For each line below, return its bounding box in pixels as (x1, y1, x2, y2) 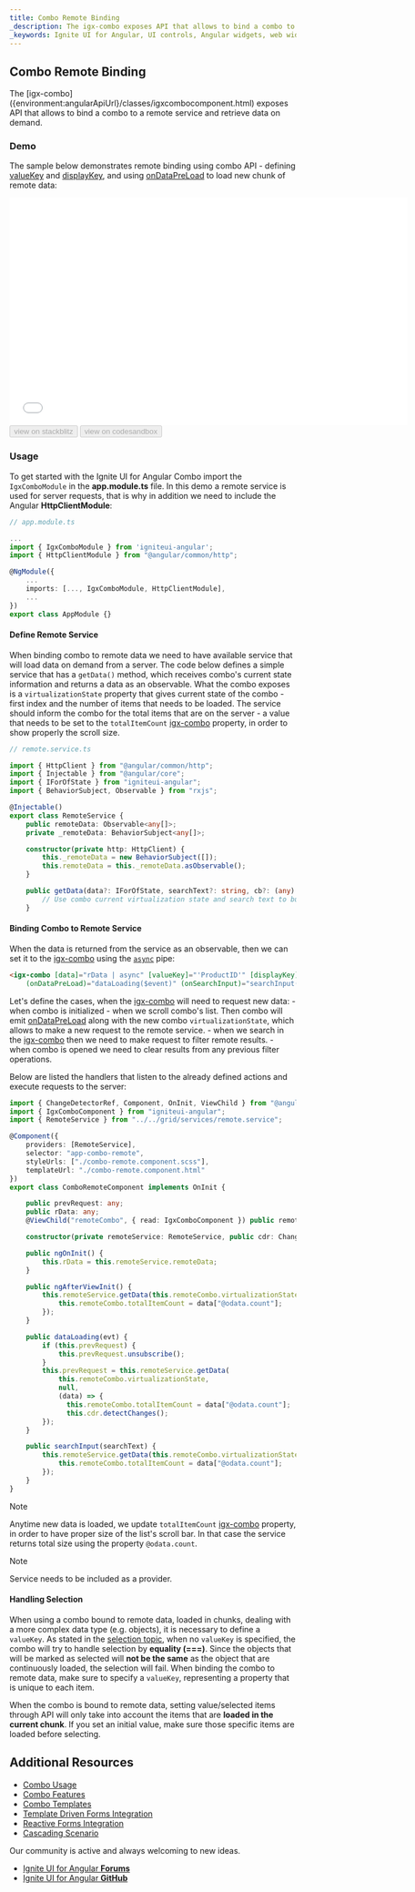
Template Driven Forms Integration (22, 1808, 153, 1819)
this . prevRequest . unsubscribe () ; (57, 1349, 185, 1358)
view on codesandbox (84, 427, 157, 437)
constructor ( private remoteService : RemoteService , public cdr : (25, 1233, 275, 1242)
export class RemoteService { (9, 811, 125, 820)
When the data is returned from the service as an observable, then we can (9, 943, 288, 954)
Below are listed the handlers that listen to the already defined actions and (9, 1071, 288, 1082)
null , (57, 1383, 79, 1393)
